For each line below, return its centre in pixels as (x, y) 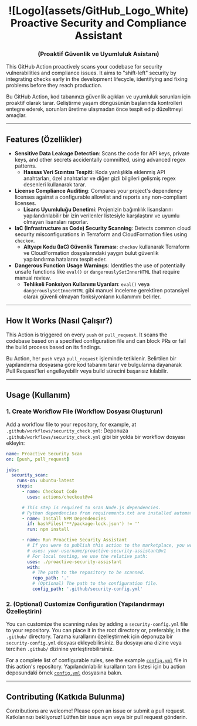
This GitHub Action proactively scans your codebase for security (84, 67)
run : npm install (48, 529)
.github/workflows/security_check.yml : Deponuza (67, 430)
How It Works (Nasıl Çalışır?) (60, 321)
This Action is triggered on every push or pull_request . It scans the (87, 335)
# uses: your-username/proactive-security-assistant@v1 (97, 551)
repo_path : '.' (50, 578)
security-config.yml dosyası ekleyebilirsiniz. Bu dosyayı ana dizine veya (94, 643)
